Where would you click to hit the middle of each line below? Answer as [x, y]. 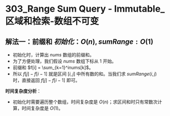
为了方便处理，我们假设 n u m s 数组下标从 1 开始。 [64, 61]
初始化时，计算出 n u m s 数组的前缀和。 [53, 55]
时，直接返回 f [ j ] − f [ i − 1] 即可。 [46, 80]
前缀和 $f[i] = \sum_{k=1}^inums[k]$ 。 [53, 67]
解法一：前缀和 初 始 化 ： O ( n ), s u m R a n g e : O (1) [79, 41]
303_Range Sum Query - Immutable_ [85, 9]
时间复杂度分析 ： [23, 91]
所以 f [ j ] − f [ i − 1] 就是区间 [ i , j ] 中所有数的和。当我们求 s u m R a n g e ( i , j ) [85, 74]
